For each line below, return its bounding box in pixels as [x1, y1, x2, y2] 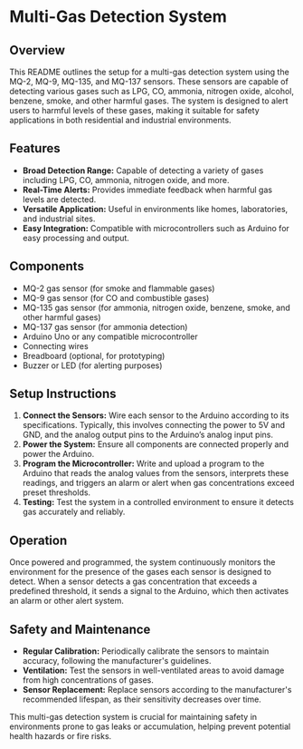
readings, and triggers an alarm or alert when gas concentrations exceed [22, 478, 295, 489]
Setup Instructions [9, 386, 117, 402]
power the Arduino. [22, 449, 95, 460]
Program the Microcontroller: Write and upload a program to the [22, 458, 265, 469]
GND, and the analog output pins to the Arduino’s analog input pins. [22, 429, 274, 441]
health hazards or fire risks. [9, 731, 112, 742]
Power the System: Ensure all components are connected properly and [22, 439, 289, 450]
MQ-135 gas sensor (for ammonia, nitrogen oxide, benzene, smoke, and [22, 302, 291, 313]
